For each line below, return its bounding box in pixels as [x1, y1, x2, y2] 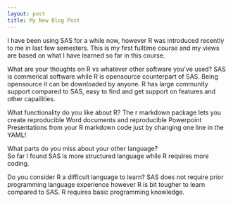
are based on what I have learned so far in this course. [7, 51, 165, 60]
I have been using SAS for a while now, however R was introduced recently [7, 36, 225, 44]
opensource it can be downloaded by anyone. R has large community [7, 79, 209, 88]
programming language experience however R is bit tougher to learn [7, 180, 206, 188]
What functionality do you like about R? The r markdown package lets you [7, 108, 222, 117]
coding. [7, 159, 30, 167]
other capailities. [7, 94, 56, 103]
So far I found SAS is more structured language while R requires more [7, 152, 209, 160]
